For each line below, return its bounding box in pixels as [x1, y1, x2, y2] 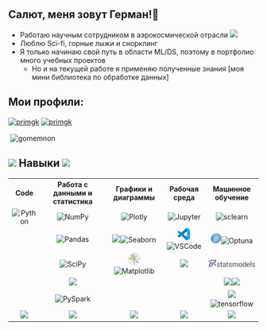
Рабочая [169, 184, 199, 193]
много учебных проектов [19, 55, 106, 64]
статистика [52, 196, 93, 207]
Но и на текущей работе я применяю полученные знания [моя [31, 64, 245, 73]
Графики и [115, 184, 153, 193]
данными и [52, 188, 93, 198]
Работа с [57, 180, 89, 189]
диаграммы [113, 192, 156, 202]
